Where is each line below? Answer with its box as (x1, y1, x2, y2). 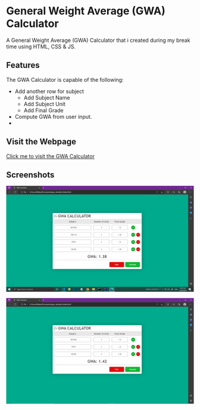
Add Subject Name (23, 94, 70, 101)
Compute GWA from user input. (14, 113, 92, 120)
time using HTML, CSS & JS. (6, 43, 76, 50)
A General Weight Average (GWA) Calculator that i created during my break (6, 36, 190, 44)
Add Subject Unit (23, 100, 65, 107)
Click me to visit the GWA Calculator (6, 152, 95, 159)
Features (6, 60, 40, 70)
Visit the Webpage (6, 137, 76, 147)
